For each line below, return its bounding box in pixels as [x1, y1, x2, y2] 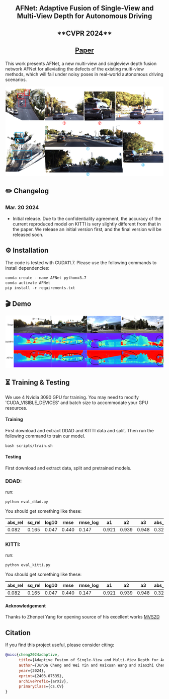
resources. [5, 405, 28, 411]
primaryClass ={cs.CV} [18, 684, 64, 689]
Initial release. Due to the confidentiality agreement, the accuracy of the [12, 215, 161, 221]
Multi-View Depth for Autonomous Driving [17, 12, 152, 21]
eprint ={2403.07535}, [18, 673, 64, 678]
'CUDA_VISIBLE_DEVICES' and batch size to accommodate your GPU [5, 400, 148, 406]
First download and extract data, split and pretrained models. [5, 465, 132, 471]
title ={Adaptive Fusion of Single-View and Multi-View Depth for [18, 658, 158, 663]
